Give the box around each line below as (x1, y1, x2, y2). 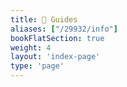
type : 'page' (10, 61, 65, 71)
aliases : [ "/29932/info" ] (10, 24, 118, 34)
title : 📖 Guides (10, 14, 78, 25)
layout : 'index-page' (10, 52, 101, 62)
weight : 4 (10, 42, 52, 53)
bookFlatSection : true (10, 33, 105, 43)
